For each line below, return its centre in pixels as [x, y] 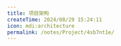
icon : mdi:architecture [41, 26]
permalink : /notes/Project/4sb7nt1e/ [61, 32]
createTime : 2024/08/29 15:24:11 [55, 20]
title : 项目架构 [28, 13]
